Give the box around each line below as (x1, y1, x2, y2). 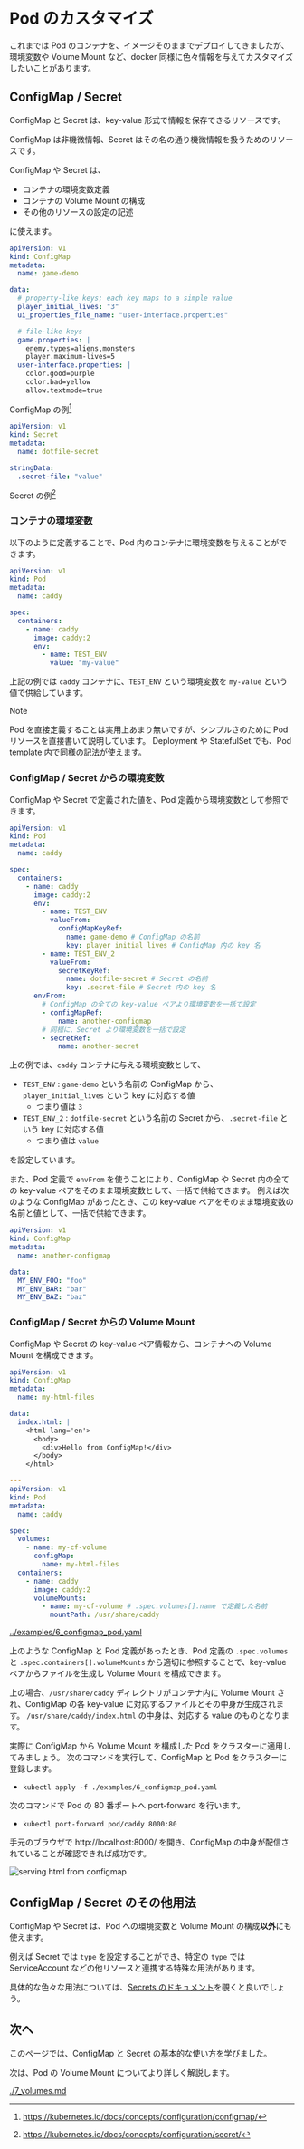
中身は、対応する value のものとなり (146, 1710, 282, 1721)
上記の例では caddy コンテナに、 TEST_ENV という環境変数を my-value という (9, 676, 288, 687)
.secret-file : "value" (17, 472, 103, 481)
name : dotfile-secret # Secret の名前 (66, 975, 208, 984)
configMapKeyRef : (57, 924, 124, 933)
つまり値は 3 (35, 1102, 83, 1113)
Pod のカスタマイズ (9, 8, 154, 29)
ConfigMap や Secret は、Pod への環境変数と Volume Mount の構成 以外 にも (9, 1921, 292, 1932)
